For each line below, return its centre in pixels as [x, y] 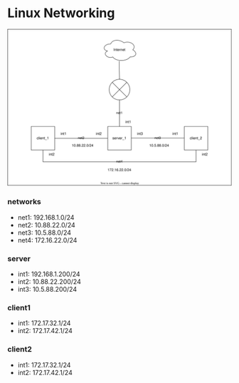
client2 [20, 349]
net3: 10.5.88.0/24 [44, 233]
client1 [19, 307]
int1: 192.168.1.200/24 [49, 274]
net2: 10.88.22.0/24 [47, 225]
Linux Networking [61, 13]
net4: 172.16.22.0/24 [47, 240]
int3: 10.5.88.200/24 [47, 289]
